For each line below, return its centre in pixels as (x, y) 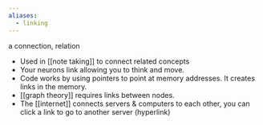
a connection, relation (44, 45)
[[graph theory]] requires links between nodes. (97, 95)
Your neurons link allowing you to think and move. (102, 69)
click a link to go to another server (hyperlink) (95, 111)
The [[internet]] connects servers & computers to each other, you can (135, 104)
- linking (32, 23)
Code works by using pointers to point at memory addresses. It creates (137, 78)
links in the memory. (53, 86)
